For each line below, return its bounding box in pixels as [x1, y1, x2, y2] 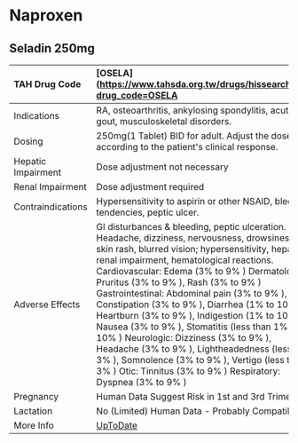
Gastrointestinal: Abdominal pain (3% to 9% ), [96, 288, 287, 299]
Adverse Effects [13, 298, 81, 311]
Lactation [13, 405, 53, 417]
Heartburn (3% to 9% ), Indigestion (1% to [96, 310, 275, 321]
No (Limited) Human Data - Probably [96, 405, 250, 417]
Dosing [13, 135, 43, 147]
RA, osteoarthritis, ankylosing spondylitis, [96, 104, 269, 116]
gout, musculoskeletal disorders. [96, 115, 232, 127]
